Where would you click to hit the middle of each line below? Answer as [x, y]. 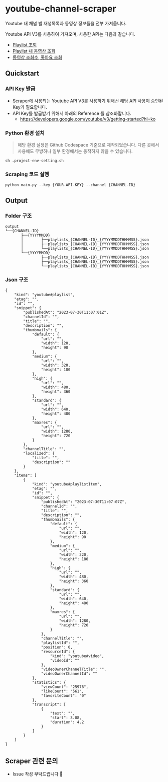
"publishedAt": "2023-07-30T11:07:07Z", [84, 502]
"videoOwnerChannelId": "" [69, 674]
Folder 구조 [19, 216]
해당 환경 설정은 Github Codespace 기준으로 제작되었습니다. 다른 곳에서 [88, 145]
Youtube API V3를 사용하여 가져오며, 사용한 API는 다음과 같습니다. [70, 34]
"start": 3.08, [66, 718]
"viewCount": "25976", [65, 687]
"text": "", [62, 714]
